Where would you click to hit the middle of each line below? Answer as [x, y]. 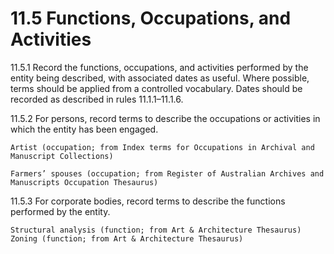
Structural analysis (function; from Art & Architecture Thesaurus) [156, 230]
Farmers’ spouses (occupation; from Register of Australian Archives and [167, 173]
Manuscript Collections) [62, 156]
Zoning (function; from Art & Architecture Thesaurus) [127, 238]
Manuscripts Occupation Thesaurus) [84, 182]
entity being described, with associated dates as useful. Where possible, [160, 78]
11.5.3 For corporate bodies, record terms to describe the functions [148, 201]
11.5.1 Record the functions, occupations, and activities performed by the [159, 67]
